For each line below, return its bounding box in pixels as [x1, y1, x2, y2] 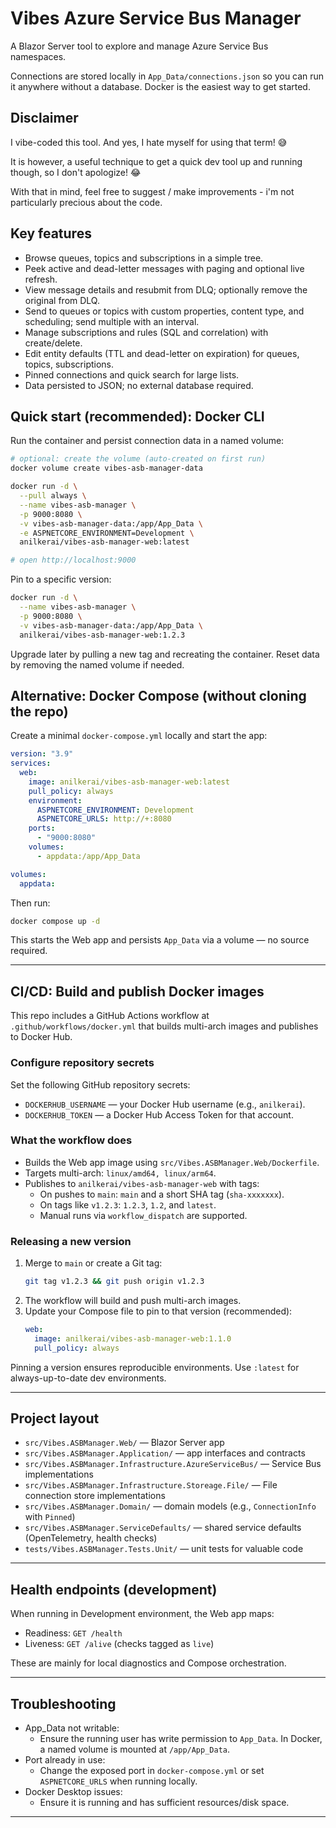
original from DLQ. [24, 294, 100, 306]
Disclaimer [10, 110, 79, 127]
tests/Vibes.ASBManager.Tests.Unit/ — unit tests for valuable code [24, 1543, 304, 1555]
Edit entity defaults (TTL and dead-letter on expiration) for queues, [24, 347, 300, 359]
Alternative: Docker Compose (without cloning [10, 687, 307, 704]
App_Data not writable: [24, 1722, 120, 1734]
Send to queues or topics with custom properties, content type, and [24, 305, 305, 317]
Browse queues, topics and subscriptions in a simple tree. [24, 252, 264, 264]
